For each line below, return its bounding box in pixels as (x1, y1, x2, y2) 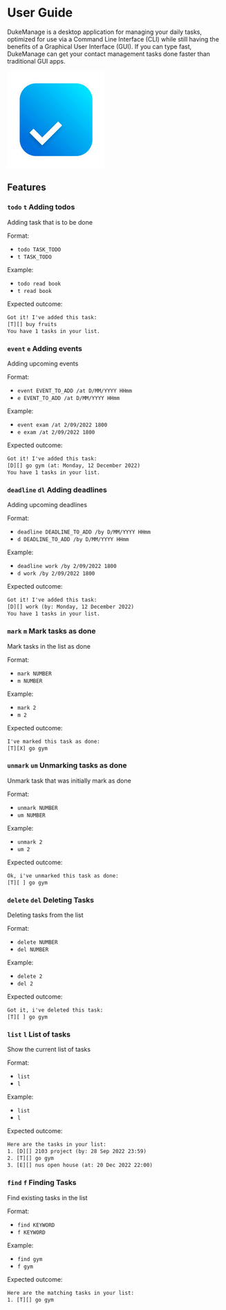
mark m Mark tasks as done (7, 627, 96, 636)
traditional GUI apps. (7, 57, 66, 65)
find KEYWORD (17, 1222, 55, 1228)
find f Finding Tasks (7, 1178, 77, 1188)
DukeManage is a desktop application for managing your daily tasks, (7, 28, 203, 36)
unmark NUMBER (17, 804, 58, 811)
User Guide (7, 5, 73, 21)
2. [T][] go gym (7, 1155, 54, 1162)
